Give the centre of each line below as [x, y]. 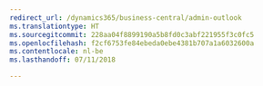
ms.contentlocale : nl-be [56, 52]
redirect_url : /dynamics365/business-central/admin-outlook [126, 18]
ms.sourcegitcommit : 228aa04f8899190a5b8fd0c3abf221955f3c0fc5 [132, 34]
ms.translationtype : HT [55, 26]
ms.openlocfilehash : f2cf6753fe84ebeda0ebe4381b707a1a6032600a [132, 43]
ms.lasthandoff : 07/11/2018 [63, 60]
